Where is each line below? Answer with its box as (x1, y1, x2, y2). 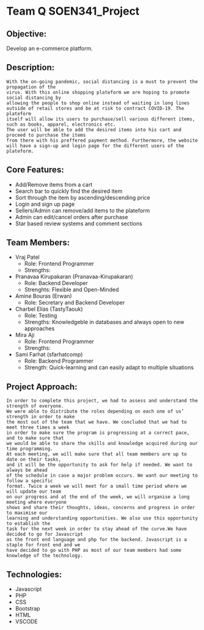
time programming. (6, 446, 53, 452)
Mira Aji (15, 331, 35, 339)
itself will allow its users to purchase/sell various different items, (6, 116, 195, 122)
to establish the (6, 521, 51, 527)
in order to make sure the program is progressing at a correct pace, (6, 430, 190, 436)
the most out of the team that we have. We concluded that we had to (6, 419, 188, 425)
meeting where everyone (6, 499, 67, 505)
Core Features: (6, 165, 64, 175)
